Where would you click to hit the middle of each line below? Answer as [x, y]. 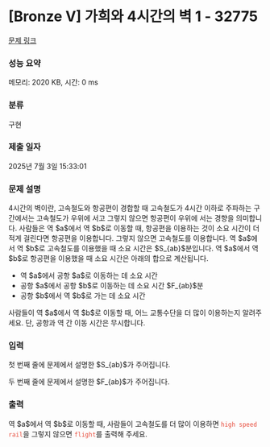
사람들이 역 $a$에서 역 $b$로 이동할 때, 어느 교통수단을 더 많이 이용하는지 [125, 313]
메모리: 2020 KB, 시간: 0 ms [53, 82]
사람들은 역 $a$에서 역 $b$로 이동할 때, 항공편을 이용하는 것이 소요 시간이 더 [139, 228]
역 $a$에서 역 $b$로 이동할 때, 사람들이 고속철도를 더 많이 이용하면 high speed [133, 424]
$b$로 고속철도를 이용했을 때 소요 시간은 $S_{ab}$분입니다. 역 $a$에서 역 [142, 248]
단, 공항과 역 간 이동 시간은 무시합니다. [85, 323]
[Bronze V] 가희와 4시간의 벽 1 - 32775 [133, 17]
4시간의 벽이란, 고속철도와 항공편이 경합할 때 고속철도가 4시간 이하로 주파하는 [130, 208]
